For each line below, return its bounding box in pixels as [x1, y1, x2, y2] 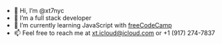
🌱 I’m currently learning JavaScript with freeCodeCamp [13, 21, 172, 29]
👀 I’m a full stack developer [13, 14, 92, 22]
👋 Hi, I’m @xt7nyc [13, 7, 65, 14]
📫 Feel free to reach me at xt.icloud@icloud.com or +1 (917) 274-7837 [13, 29, 216, 37]
